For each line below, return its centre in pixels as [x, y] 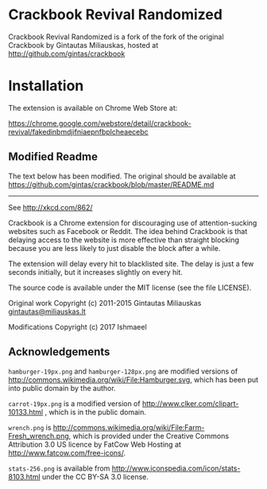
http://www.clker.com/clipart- [190, 403]
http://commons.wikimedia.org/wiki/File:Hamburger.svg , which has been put [133, 379]
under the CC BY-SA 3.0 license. [96, 476]
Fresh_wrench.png [39, 436]
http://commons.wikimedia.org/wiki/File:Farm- [129, 427]
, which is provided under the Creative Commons [149, 436]
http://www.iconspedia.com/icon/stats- [176, 468]
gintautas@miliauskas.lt [47, 311]
